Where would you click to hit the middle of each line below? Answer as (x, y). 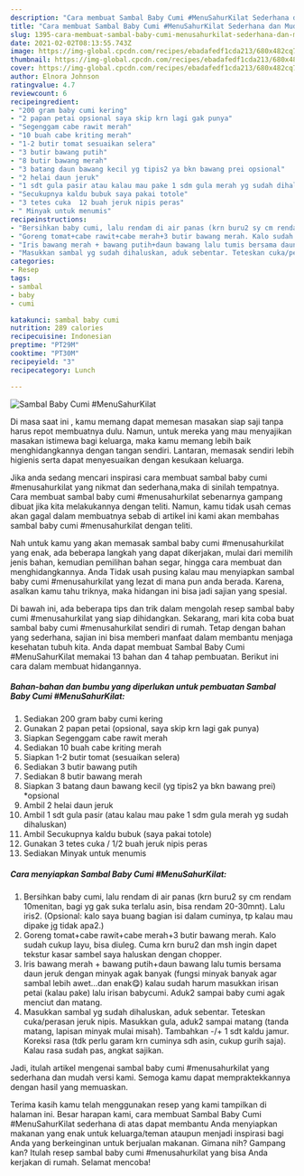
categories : (32, 262)
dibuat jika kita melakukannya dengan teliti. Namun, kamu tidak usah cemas (151, 506)
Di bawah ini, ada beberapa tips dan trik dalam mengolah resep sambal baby (152, 608)
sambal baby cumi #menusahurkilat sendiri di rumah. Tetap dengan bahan (148, 627)
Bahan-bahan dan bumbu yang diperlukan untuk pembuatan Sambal (143, 687)
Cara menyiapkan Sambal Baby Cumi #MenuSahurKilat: (119, 874)
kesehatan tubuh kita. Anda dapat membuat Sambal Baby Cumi (128, 646)
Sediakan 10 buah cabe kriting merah (92, 748)
